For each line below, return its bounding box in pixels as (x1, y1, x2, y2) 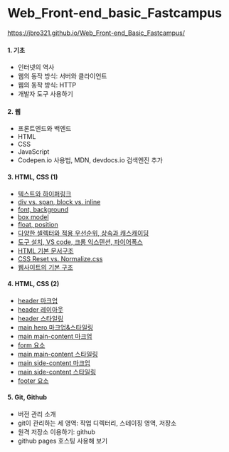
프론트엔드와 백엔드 (17, 125, 72, 133)
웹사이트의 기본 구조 (17, 263, 73, 271)
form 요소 (17, 340, 46, 349)
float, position (17, 220, 58, 228)
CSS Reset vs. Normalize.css (17, 254, 103, 263)
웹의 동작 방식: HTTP (17, 80, 77, 90)
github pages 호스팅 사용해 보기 (17, 436, 108, 445)
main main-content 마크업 (17, 332, 92, 340)
